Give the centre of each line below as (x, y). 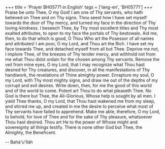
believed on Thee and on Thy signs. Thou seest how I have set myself (76, 17)
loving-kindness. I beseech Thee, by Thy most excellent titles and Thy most (82, 28)
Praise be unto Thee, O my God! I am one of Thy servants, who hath (74, 12)
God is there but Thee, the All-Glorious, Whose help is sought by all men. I (80, 96)
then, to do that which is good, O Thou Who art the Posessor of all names (80, 38)
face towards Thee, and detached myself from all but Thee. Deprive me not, (82, 49)
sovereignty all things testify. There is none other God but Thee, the (74, 127)
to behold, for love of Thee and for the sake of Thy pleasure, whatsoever (79, 117)
